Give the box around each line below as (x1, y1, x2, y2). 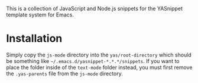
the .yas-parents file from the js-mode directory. (6, 70, 123, 77)
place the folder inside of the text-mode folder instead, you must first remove (6, 64, 193, 71)
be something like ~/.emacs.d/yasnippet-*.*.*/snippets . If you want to (6, 57, 180, 64)
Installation (6, 32, 63, 45)
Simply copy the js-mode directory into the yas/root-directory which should (6, 51, 192, 58)
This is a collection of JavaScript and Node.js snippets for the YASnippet (6, 5, 183, 12)
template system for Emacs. (6, 11, 74, 18)
